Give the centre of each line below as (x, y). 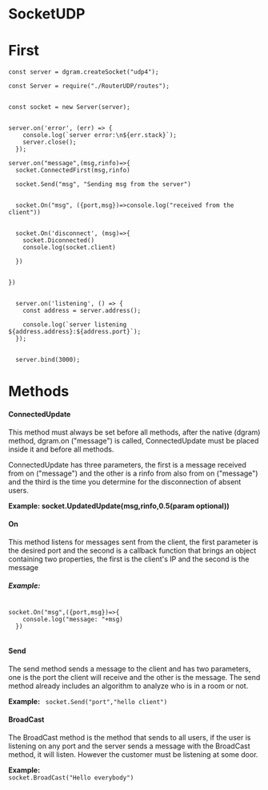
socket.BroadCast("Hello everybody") (71, 778)
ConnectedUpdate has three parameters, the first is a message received (127, 464)
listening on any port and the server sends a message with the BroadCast (129, 746)
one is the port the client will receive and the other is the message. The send (134, 677)
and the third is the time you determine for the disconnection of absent (125, 481)
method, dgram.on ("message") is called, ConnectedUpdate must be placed (134, 440)
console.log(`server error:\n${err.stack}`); (100, 136)
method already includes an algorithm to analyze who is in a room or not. (128, 686)
